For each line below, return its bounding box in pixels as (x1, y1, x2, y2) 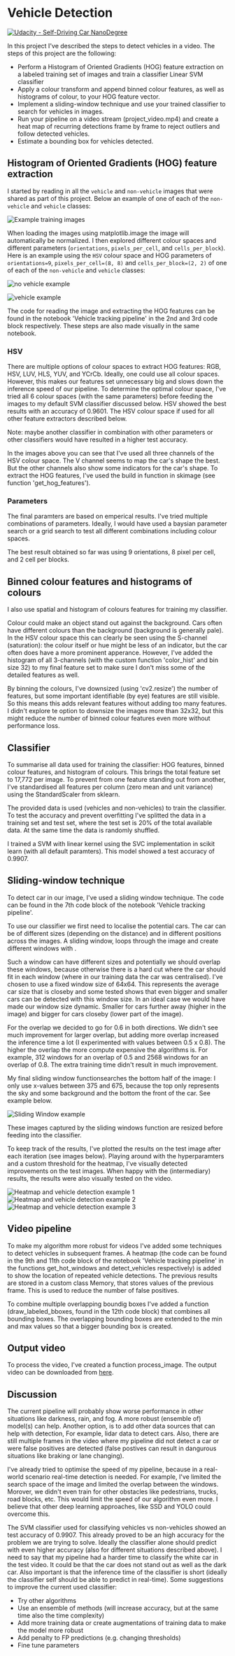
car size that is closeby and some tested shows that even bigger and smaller (7, 987, 228, 995)
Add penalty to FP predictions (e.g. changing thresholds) (17, 1634, 181, 1642)
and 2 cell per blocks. (7, 555, 70, 564)
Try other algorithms (17, 1597, 77, 1605)
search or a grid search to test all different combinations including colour (7, 527, 217, 535)
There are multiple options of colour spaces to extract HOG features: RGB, (7, 363, 222, 371)
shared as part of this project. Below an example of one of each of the (7, 194, 209, 202)
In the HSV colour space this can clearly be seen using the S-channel (7, 633, 208, 642)
